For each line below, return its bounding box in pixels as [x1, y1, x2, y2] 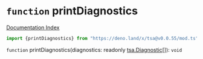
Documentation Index [6, 24, 60, 31]
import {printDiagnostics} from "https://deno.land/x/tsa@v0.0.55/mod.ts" [6, 35, 199, 41]
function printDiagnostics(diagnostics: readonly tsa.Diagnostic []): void [6, 46, 182, 53]
